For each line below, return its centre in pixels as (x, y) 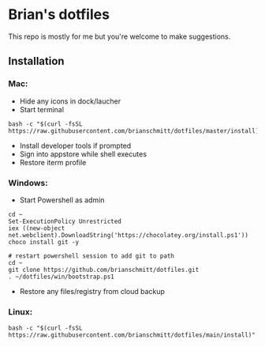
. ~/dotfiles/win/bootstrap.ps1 (61, 277)
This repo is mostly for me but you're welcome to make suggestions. (119, 36)
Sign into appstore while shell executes (83, 154)
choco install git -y (44, 242)
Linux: (21, 311)
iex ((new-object (37, 228)
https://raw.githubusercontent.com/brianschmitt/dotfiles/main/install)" (132, 335)
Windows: (28, 183)
